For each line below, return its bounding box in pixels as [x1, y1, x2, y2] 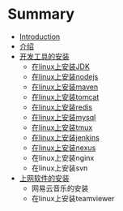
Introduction [19, 32, 61, 41]
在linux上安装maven [31, 82, 99, 92]
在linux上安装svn [31, 163, 88, 173]
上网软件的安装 [19, 173, 70, 183]
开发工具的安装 [19, 51, 70, 61]
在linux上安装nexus [31, 143, 96, 153]
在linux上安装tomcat [31, 92, 100, 101]
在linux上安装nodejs [31, 71, 99, 81]
